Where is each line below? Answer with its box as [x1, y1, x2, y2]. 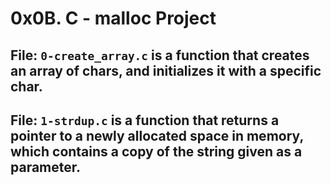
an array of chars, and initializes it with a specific [10, 62, 322, 79]
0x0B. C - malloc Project [10, 7, 217, 30]
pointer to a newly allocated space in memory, [10, 127, 304, 144]
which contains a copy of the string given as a [10, 143, 303, 160]
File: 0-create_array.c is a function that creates [10, 47, 310, 64]
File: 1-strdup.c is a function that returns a [10, 112, 280, 129]
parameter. [10, 158, 82, 176]
